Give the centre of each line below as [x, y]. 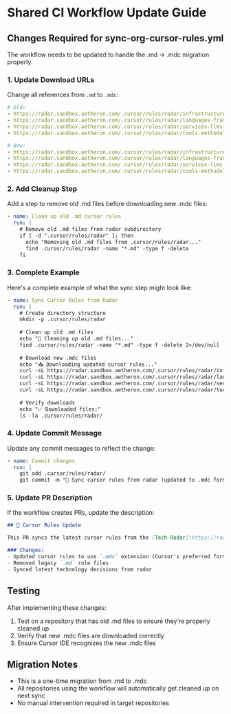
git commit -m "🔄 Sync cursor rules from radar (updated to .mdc [115, 480]
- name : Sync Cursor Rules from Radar [63, 300]
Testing [24, 591]
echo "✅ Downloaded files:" [60, 409]
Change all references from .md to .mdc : [63, 95]
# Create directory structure [63, 313]
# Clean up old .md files [57, 332]
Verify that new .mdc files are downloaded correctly [91, 635]
